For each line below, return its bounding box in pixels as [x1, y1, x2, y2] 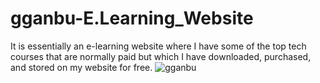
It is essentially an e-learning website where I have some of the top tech [10, 40, 307, 52]
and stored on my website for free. [10, 61, 153, 73]
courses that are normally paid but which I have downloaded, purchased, [10, 50, 312, 62]
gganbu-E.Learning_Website [10, 7, 254, 30]
